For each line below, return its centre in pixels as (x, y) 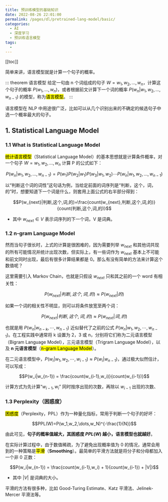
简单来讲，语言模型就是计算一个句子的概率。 (51, 72)
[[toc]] (12, 61)
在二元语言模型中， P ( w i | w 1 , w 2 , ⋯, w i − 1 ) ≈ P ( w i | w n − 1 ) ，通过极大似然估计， (83, 359)
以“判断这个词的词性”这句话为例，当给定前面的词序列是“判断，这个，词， (81, 185)
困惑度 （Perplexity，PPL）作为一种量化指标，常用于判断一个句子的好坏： (81, 413)
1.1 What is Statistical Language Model (53, 145)
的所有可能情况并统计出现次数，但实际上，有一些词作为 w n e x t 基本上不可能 (82, 253)
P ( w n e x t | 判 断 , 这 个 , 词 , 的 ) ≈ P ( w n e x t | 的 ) (84, 294)
